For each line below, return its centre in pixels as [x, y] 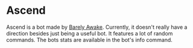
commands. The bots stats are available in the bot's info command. [89, 40]
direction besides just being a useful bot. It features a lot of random [90, 33]
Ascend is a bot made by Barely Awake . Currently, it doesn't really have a [97, 27]
